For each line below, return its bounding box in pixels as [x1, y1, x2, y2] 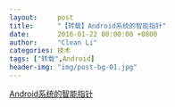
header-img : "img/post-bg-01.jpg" [9, 63, 138, 72]
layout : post [9, 12, 74, 22]
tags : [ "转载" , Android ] [9, 54, 96, 63]
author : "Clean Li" [9, 37, 98, 47]
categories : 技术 [9, 46, 71, 55]
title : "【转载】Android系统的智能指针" [9, 21, 167, 30]
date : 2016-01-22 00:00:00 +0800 [9, 29, 158, 38]
